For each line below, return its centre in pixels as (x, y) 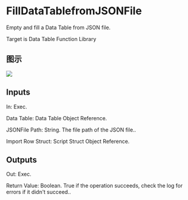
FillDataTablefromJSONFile (74, 11)
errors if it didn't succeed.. (39, 192)
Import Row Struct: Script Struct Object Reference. (68, 141)
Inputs (18, 93)
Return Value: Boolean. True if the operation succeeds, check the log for (94, 186)
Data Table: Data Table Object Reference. (57, 118)
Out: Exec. (19, 174)
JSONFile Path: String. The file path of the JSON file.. (71, 130)
